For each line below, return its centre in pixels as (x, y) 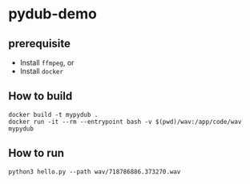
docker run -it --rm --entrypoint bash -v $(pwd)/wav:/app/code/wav (125, 122)
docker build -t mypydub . (53, 114)
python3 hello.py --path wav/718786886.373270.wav (95, 172)
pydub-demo (53, 14)
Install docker (42, 71)
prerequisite (39, 44)
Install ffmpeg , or (47, 62)
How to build (40, 96)
